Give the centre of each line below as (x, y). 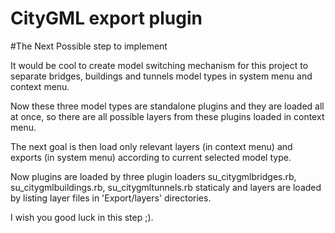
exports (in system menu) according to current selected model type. (151, 157)
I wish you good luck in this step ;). (82, 217)
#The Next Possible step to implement (89, 46)
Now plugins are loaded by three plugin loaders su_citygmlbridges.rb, (153, 176)
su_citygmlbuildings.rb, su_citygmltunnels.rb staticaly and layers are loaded (166, 187)
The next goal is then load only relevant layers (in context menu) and (151, 146)
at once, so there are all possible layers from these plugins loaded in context (167, 116)
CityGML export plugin (106, 18)
